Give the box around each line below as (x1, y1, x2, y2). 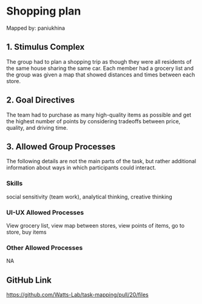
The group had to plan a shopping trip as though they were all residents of (6, 58, 192, 65)
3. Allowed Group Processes (6, 141, 116, 152)
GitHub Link (6, 275, 52, 285)
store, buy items (6, 228, 47, 235)
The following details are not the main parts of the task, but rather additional (6, 158, 197, 165)
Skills (6, 179, 23, 187)
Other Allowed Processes (6, 243, 83, 252)
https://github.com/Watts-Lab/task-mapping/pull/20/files (6, 291, 149, 299)
